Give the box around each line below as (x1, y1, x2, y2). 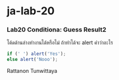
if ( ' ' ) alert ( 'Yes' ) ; (7, 51, 66, 57)
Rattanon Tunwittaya (7, 67, 57, 75)
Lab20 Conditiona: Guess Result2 (7, 26, 106, 34)
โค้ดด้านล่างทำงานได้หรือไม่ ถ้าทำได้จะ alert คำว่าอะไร (7, 39, 113, 46)
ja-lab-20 (7, 4, 55, 18)
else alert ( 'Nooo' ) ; (7, 57, 59, 63)
